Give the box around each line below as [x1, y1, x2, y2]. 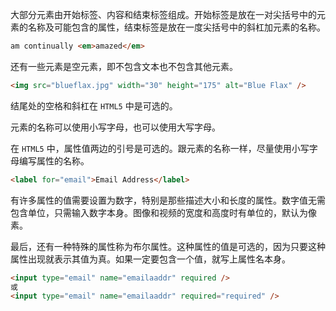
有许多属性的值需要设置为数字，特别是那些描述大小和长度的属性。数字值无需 [10, 194, 326, 206]
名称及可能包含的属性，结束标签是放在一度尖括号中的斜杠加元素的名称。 [27, 21, 326, 33]
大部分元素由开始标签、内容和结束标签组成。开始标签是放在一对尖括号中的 [10, 9, 317, 20]
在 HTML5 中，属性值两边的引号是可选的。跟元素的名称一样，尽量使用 [10, 142, 292, 154]
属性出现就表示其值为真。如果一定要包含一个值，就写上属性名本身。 [10, 253, 291, 265]
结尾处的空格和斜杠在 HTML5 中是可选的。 [10, 99, 178, 112]
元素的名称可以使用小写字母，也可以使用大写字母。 [10, 121, 221, 133]
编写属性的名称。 [18, 154, 90, 167]
